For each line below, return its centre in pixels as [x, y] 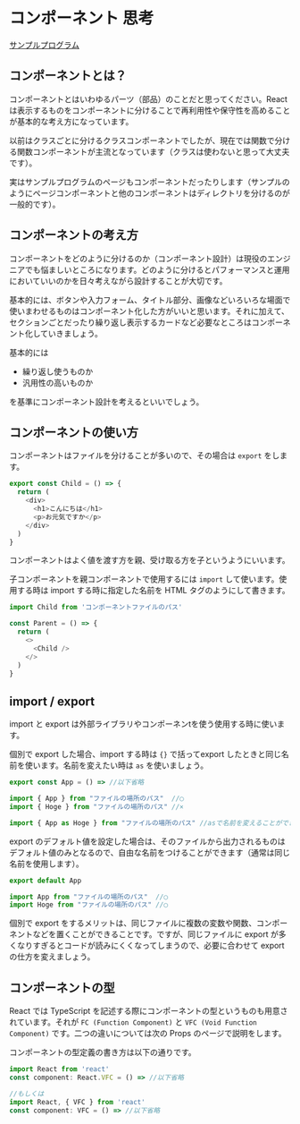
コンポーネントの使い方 [74, 432]
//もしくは [27, 1094]
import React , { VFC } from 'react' [77, 1102]
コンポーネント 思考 [82, 18]
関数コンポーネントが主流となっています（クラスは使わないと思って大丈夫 [153, 151]
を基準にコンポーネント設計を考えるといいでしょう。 [107, 401]
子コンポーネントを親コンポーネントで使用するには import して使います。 [144, 579]
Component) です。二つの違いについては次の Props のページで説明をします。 [148, 1034]
